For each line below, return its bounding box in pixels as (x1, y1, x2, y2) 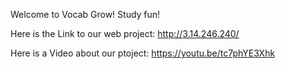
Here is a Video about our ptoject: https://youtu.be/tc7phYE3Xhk (10, 47, 276, 59)
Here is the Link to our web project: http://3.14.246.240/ (10, 28, 240, 39)
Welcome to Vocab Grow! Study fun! (10, 9, 161, 20)
